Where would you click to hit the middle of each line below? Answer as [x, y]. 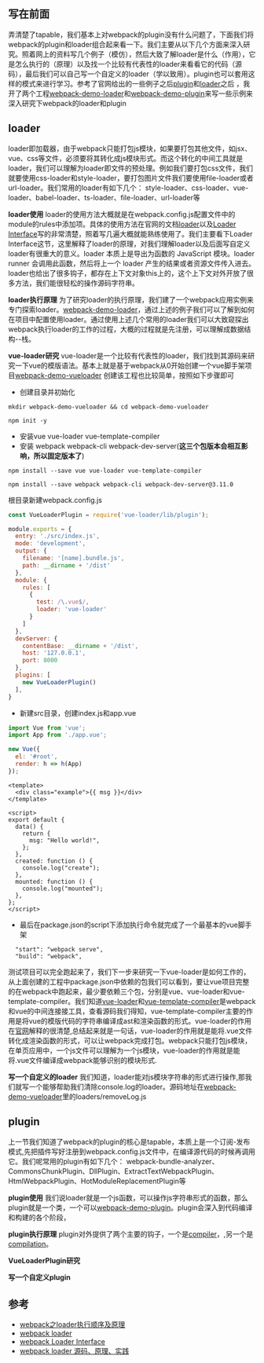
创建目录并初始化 [47, 392]
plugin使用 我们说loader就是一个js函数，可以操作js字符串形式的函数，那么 [128, 1197]
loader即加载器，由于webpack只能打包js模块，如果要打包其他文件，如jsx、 [130, 148]
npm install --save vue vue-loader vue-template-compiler [105, 471]
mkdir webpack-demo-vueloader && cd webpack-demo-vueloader [109, 407]
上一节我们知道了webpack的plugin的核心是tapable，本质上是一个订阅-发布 [129, 1141]
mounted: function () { [54, 881]
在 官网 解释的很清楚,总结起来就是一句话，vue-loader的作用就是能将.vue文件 [130, 1031]
